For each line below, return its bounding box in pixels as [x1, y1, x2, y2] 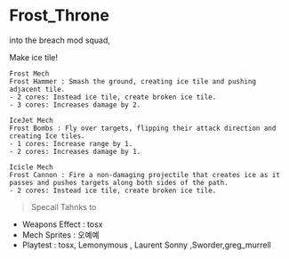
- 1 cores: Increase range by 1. [9, 139, 133, 148]
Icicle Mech [9, 162, 53, 172]
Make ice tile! [9, 52, 59, 62]
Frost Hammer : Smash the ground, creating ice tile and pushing [9, 77, 256, 85]
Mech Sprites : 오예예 [21, 229, 100, 240]
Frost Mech [9, 69, 50, 78]
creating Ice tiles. [9, 131, 86, 141]
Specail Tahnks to [30, 201, 97, 212]
